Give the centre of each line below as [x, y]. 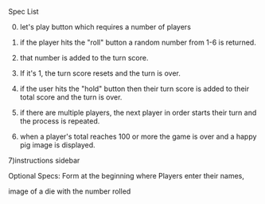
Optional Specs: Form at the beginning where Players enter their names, [126, 176]
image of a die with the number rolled [70, 191]
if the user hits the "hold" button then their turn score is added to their [134, 88]
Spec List [23, 12]
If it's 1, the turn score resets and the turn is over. [100, 73]
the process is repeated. [60, 121]
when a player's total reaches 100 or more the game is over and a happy [138, 136]
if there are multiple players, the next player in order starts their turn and [138, 112]
